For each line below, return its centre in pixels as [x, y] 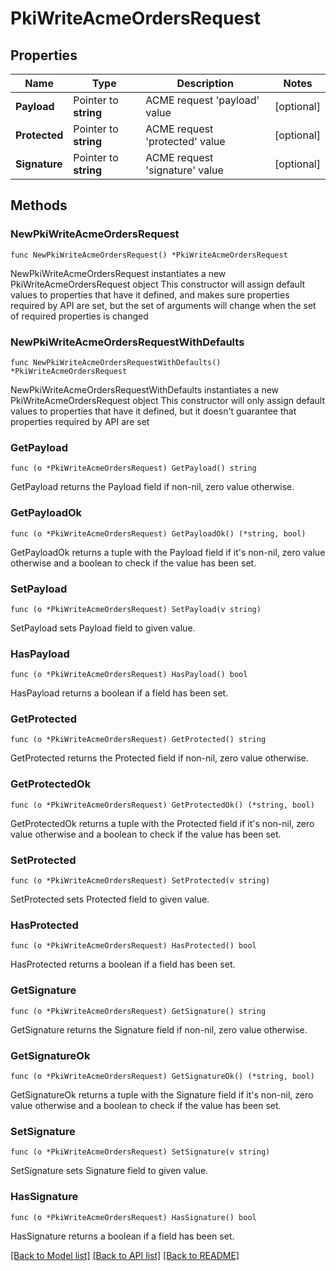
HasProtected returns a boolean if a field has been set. [123, 964]
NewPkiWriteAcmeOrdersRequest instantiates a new [118, 273]
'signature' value [184, 170]
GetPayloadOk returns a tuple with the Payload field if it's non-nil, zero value [168, 552]
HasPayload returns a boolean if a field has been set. [119, 693]
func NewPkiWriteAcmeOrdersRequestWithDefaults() [116, 362]
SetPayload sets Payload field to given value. [103, 628]
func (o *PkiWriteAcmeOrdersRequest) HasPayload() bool [129, 675]
